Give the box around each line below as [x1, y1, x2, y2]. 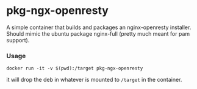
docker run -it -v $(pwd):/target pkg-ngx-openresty [6, 65, 143, 71]
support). [6, 36, 30, 44]
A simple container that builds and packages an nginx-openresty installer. [6, 24, 192, 31]
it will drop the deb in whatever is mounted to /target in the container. [6, 76, 182, 84]
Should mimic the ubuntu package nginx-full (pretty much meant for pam [6, 30, 190, 37]
